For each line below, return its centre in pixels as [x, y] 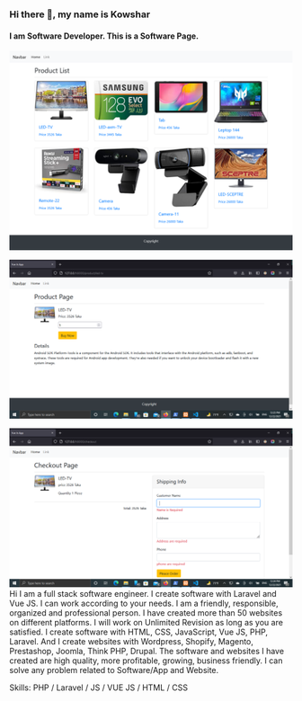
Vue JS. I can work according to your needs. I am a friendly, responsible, [144, 603]
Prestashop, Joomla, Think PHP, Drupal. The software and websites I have [147, 651]
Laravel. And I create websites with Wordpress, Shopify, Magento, [132, 641]
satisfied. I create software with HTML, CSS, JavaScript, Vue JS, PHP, [138, 632]
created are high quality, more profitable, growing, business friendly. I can [146, 661]
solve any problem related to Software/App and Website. [114, 670]
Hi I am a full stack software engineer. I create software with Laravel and [143, 593]
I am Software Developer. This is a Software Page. [104, 36]
